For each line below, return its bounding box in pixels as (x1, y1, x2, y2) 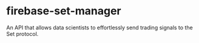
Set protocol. (6, 30, 39, 37)
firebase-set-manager (6, 4, 121, 18)
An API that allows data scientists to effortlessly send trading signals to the (6, 24, 193, 31)
